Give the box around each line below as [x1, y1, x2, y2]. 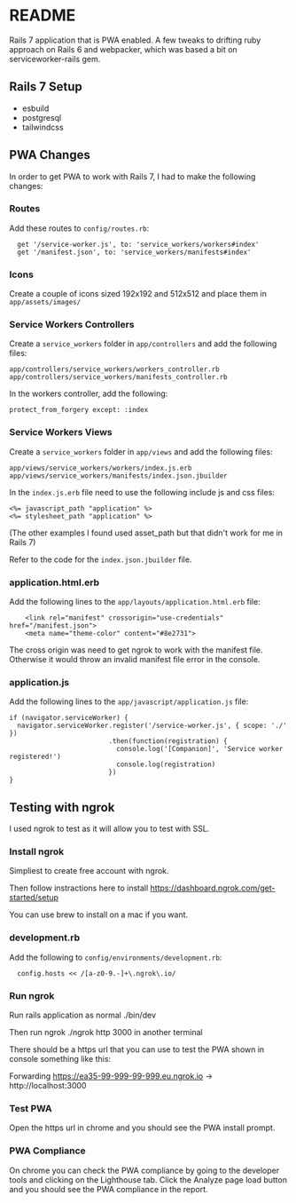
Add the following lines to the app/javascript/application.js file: [9, 696, 249, 707]
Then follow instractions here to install [9, 882, 149, 893]
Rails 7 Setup [9, 79, 82, 94]
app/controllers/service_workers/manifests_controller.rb [9, 373, 228, 382]
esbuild [21, 103, 50, 114]
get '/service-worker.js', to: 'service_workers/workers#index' [17, 240, 260, 249]
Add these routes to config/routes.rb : [9, 223, 150, 233]
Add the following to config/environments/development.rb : [9, 952, 222, 962]
